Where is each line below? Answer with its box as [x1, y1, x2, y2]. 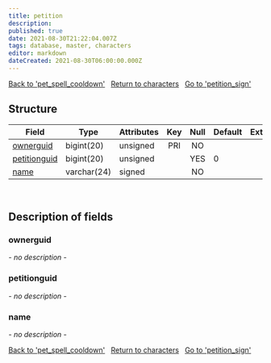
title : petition [8, 11, 63, 20]
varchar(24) [65, 166, 111, 177]
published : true [8, 27, 63, 35]
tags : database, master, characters [8, 42, 131, 50]
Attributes [119, 126, 160, 137]
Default [213, 126, 243, 137]
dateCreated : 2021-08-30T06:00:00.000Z [8, 57, 143, 65]
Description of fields [8, 211, 114, 224]
